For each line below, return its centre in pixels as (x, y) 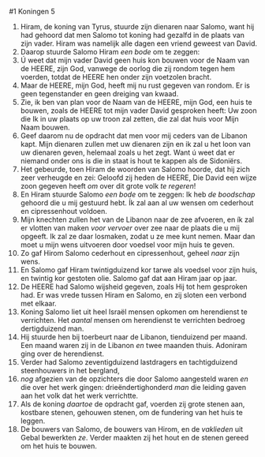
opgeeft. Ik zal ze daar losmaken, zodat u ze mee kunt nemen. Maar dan (138, 236)
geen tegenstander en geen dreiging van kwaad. (99, 94)
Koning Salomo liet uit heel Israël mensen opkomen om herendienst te (134, 312)
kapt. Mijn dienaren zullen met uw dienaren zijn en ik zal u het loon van (135, 144)
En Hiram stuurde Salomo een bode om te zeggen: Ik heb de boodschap (138, 194)
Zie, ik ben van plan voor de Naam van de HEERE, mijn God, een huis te (136, 102)
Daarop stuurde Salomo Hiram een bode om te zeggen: (110, 52)
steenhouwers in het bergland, (70, 371)
